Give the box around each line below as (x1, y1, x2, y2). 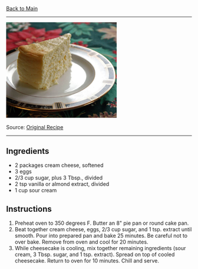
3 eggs (14, 168, 32, 175)
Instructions (6, 204, 52, 214)
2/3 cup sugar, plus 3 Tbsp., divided (14, 174, 103, 182)
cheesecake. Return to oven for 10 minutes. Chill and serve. (14, 257, 159, 264)
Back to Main (6, 5, 38, 12)
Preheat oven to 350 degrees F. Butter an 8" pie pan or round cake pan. (14, 219, 189, 227)
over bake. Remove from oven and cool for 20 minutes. (14, 238, 148, 245)
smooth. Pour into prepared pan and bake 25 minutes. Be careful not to (14, 232, 187, 240)
